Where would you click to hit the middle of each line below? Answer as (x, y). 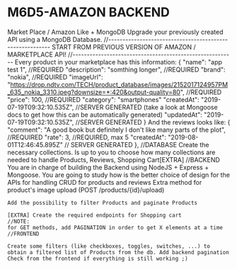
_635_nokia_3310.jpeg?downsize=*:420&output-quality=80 (94, 92)
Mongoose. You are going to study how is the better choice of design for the (118, 175)
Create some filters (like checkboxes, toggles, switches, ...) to (109, 246)
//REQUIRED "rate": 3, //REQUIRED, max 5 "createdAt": (87, 137)
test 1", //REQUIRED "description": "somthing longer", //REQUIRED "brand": (116, 69)
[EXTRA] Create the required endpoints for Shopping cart (94, 215)
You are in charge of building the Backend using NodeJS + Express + (108, 167)
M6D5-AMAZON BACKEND (88, 12)
